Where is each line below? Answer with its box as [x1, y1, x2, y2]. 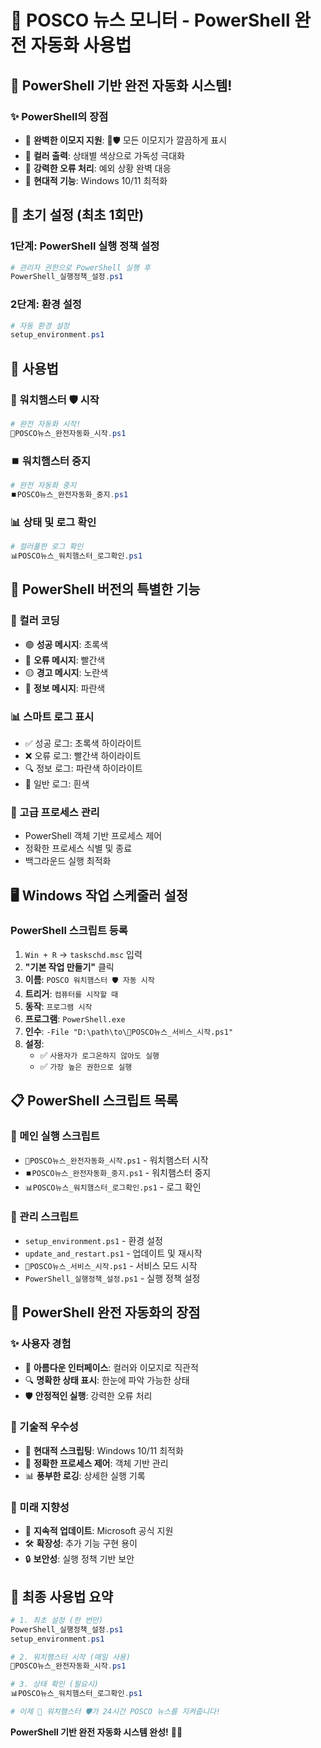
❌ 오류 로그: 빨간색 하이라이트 [24, 749, 142, 761]
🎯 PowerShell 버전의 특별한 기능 [10, 581, 201, 598]
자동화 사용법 [30, 34, 132, 57]
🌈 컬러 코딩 [10, 614, 60, 628]
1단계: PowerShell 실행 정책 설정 [10, 239, 160, 253]
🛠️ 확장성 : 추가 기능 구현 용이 [24, 1537, 138, 1550]
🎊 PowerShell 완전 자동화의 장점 [10, 1304, 201, 1321]
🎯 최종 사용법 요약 [10, 1588, 113, 1605]
